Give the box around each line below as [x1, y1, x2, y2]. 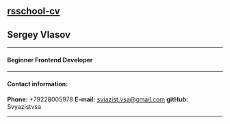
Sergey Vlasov [7, 29, 71, 40]
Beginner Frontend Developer [7, 55, 93, 64]
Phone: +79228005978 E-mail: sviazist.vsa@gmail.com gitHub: [7, 95, 188, 103]
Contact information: [7, 80, 68, 88]
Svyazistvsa [7, 102, 41, 110]
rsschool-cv [7, 5, 60, 17]
